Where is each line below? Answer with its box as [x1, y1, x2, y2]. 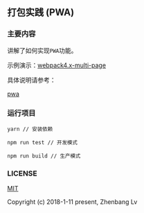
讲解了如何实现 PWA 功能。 [7, 46, 78, 54]
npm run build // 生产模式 [7, 152, 81, 160]
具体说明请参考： [7, 76, 56, 84]
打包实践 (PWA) [7, 6, 75, 19]
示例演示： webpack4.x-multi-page [7, 61, 106, 69]
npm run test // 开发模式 [7, 139, 78, 146]
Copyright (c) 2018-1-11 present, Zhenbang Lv [7, 198, 138, 206]
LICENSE [7, 169, 38, 178]
